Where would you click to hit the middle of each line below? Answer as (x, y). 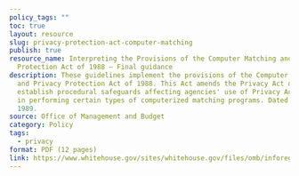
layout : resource (41, 34)
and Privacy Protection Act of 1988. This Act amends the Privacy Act (151, 84)
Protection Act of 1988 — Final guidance (95, 68)
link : (19, 158)
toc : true (28, 26)
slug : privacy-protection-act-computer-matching (101, 42)
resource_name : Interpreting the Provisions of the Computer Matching (143, 59)
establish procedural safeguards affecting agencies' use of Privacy (149, 92)
